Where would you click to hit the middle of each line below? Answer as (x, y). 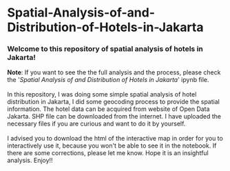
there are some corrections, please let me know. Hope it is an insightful (108, 153)
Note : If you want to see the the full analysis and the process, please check (114, 72)
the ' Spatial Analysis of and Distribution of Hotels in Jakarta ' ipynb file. (108, 80)
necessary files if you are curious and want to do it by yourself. (96, 124)
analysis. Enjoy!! (30, 161)
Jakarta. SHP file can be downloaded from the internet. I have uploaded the (114, 117)
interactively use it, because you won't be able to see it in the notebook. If (112, 145)
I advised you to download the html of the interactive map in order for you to (115, 139)
